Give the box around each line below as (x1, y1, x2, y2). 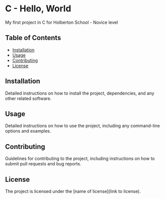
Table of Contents (5, 34, 62, 42)
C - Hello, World (5, 3, 71, 14)
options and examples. (5, 128, 51, 134)
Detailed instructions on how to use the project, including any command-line (5, 123, 160, 129)
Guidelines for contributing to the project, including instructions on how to (5, 155, 155, 161)
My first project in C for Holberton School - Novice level (5, 19, 118, 25)
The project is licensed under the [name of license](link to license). (5, 189, 141, 194)
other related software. (5, 95, 52, 101)
